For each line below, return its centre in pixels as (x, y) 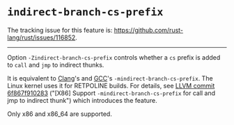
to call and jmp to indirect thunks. (56, 65)
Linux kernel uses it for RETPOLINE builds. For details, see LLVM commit (111, 85)
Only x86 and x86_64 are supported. (60, 114)
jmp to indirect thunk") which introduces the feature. (83, 100)
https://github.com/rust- (148, 30)
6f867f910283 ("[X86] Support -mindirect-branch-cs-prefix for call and (111, 93)
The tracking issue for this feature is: (60, 30)
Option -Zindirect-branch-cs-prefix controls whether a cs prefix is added (114, 57)
